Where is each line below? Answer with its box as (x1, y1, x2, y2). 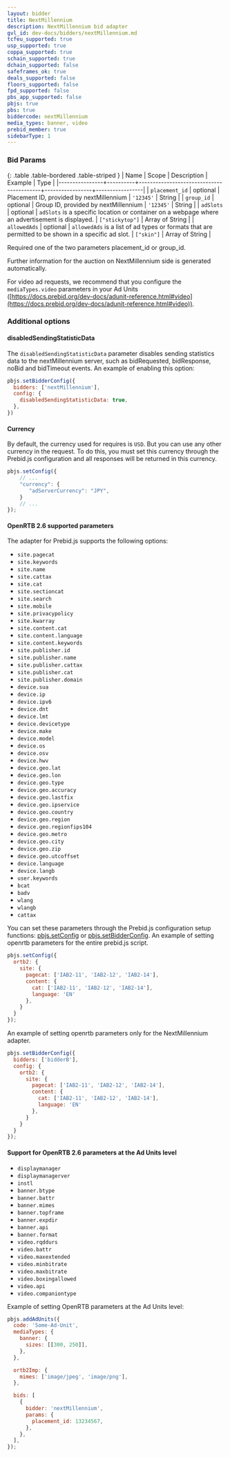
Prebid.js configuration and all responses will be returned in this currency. (7, 455, 218, 463)
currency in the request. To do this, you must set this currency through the (7, 447, 219, 455)
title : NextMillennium (7, 17, 73, 24)
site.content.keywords (17, 640, 83, 647)
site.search (17, 596, 52, 603)
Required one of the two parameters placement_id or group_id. (7, 243, 186, 251)
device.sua (17, 684, 49, 691)
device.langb (17, 868, 55, 875)
